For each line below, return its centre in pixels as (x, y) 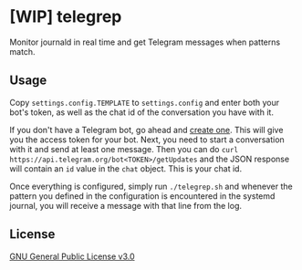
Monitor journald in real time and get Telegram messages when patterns (145, 42)
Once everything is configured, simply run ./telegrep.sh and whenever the (151, 186)
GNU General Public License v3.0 (72, 256)
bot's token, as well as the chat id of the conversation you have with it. (141, 112)
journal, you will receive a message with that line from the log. (126, 205)
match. (22, 51)
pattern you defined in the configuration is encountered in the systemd (142, 196)
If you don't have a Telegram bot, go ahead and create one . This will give (146, 130)
